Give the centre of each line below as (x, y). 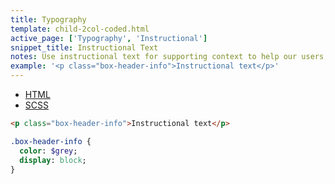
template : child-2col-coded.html (80, 29)
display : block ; (53, 160)
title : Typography (48, 19)
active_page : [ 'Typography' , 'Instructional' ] (109, 38)
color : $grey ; (48, 151)
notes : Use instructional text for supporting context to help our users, (169, 57)
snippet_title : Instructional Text (84, 47)
